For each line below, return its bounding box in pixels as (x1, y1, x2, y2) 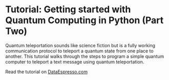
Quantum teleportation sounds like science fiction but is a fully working (5, 42, 155, 48)
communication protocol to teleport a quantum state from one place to (5, 48, 154, 54)
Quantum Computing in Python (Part (5, 14, 164, 26)
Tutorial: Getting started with (5, 4, 131, 15)
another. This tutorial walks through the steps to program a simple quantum (5, 53, 164, 59)
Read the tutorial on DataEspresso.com (5, 68, 88, 75)
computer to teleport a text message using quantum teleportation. (5, 58, 144, 65)
